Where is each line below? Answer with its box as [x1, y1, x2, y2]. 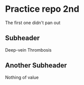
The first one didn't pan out [5, 20, 60, 26]
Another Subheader [5, 61, 67, 70]
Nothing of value [5, 74, 39, 80]
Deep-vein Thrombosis [5, 47, 52, 53]
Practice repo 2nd [5, 3, 80, 15]
